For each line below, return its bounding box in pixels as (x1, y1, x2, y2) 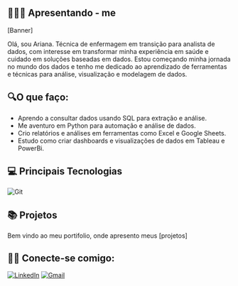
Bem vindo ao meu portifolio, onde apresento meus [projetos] (7, 231, 188, 240)
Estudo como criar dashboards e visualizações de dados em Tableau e (17, 136, 225, 145)
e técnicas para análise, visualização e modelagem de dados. (7, 70, 188, 78)
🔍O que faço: (7, 92, 69, 104)
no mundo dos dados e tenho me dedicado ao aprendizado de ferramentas (7, 62, 227, 71)
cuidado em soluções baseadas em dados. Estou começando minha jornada (7, 55, 231, 63)
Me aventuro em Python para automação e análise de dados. (17, 121, 197, 130)
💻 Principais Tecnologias (7, 165, 123, 177)
